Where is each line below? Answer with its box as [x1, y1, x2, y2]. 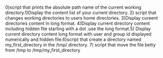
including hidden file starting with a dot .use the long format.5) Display [5, 26, 151, 32]
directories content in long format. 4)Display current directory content [5, 20, 150, 26]
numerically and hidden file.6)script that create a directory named [5, 36, 142, 42]
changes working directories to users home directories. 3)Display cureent [5, 15, 158, 21]
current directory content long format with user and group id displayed [5, 31, 152, 37]
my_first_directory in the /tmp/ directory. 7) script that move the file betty [5, 42, 156, 47]
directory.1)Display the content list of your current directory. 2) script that [5, 10, 156, 16]
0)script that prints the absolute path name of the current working [5, 5, 142, 10]
